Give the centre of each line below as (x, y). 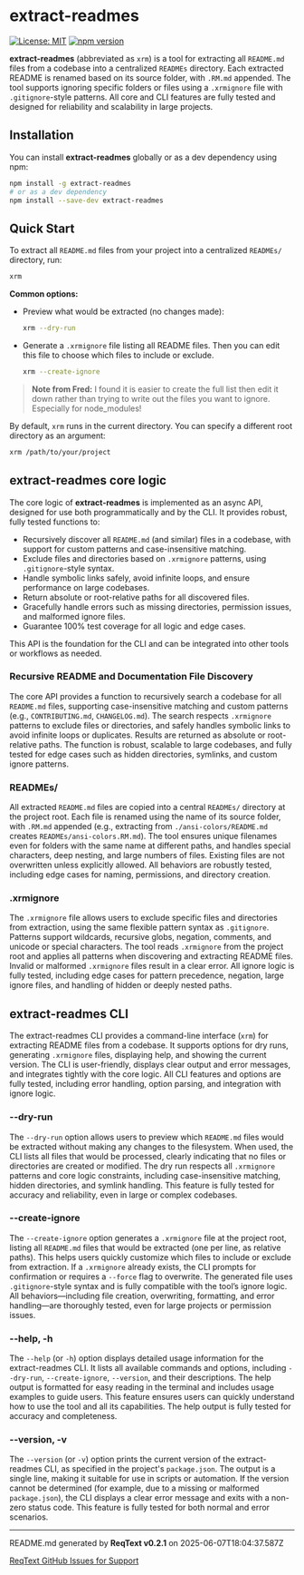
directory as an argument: (57, 435)
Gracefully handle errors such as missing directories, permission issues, (157, 607)
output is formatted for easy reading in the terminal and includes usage (142, 1387)
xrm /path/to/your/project (60, 452)
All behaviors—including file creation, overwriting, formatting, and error (142, 1296)
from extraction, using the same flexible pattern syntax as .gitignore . (139, 927)
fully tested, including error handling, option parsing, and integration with (146, 1084)
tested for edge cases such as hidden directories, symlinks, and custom (143, 754)
